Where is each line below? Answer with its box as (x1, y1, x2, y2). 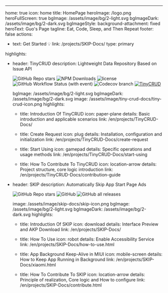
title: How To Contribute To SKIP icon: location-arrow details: (19, 271, 145, 277)
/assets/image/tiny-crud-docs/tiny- (89, 96, 161, 101)
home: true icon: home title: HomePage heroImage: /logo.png (5, 10, 131, 15)
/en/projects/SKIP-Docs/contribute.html (19, 282, 102, 288)
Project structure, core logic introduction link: (19, 166, 113, 172)
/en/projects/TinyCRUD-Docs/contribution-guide (19, 172, 121, 177)
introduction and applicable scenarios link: (19, 116, 107, 122)
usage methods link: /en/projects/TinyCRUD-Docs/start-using (19, 151, 147, 157)
